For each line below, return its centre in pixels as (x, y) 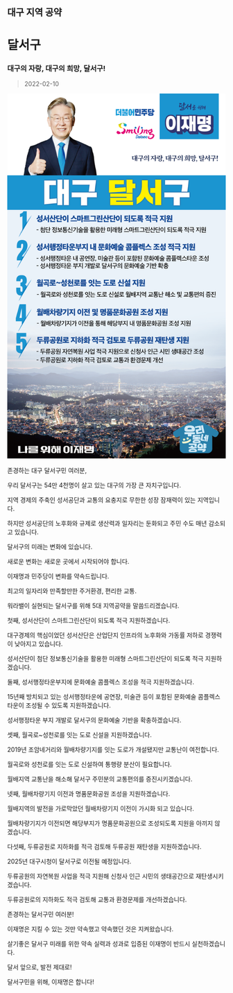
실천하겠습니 (209, 943)
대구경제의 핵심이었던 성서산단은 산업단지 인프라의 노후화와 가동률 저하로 (105, 635)
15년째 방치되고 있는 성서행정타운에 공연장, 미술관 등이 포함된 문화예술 (102, 696)
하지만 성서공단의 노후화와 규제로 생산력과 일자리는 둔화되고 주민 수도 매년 (107, 523)
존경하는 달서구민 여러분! (41, 914)
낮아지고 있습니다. (38, 644)
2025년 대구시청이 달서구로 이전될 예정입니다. (69, 861)
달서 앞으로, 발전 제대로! (40, 967)
